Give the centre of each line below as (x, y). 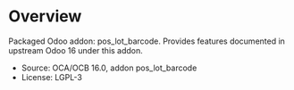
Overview (45, 16)
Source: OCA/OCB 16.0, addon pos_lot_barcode (109, 68)
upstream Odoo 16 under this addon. (76, 50)
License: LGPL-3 (51, 77)
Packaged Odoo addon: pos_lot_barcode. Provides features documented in (147, 41)
